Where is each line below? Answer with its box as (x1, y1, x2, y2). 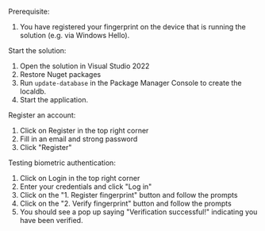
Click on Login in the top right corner (19, 174, 140, 183)
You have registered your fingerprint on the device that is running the (19, 22, 246, 31)
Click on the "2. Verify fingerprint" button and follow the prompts (19, 198, 232, 208)
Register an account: (8, 110, 76, 120)
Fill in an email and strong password (19, 134, 138, 144)
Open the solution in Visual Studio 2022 (19, 61, 150, 71)
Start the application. (19, 95, 89, 104)
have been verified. (19, 216, 83, 225)
